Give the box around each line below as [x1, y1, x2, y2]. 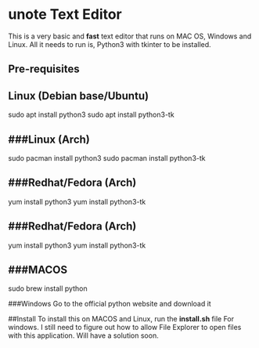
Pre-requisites [8, 63, 80, 76]
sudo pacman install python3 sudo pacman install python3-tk [8, 153, 206, 162]
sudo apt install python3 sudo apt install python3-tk [8, 110, 174, 119]
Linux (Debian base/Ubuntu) [8, 89, 149, 103]
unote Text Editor [8, 5, 123, 24]
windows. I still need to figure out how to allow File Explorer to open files [8, 323, 242, 332]
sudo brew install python [8, 284, 88, 293]
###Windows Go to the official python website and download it [8, 299, 211, 309]
